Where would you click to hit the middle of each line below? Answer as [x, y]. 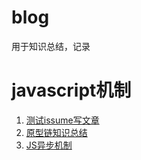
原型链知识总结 [56, 132]
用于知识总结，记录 [51, 46]
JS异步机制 [49, 145]
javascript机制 [71, 90]
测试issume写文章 [62, 120]
